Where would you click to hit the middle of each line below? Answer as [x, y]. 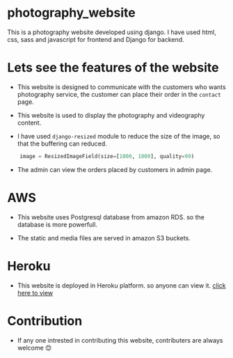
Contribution [45, 321]
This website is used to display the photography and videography [111, 115]
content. [29, 123]
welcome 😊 [34, 348]
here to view [35, 293]
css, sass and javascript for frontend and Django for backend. [96, 39]
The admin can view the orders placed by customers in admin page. [115, 169]
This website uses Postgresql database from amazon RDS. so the [111, 217]
